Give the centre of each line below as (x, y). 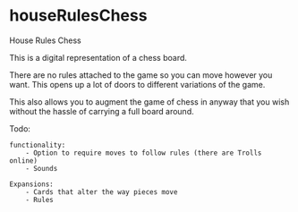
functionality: (38, 145)
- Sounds (42, 168)
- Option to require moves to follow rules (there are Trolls (144, 153)
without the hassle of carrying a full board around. (102, 111)
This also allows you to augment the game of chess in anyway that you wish (149, 102)
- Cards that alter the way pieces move (102, 192)
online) (24, 161)
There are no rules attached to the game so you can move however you (141, 75)
